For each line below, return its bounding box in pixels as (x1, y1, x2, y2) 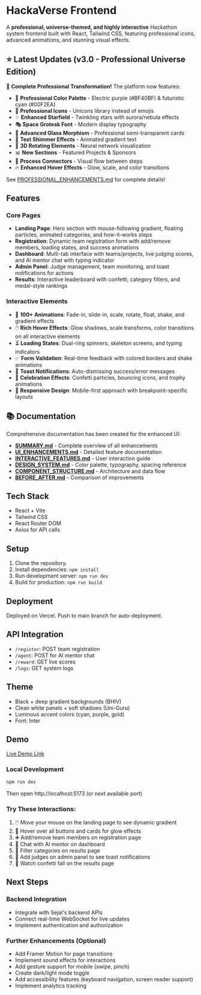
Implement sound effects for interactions (14, 956, 116, 964)
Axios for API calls (14, 526, 61, 533)
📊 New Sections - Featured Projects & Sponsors (14, 148, 136, 156)
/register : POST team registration (14, 645, 100, 652)
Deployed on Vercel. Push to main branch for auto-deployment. (6, 612, 163, 619)
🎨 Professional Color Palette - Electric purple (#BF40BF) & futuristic (14, 94, 185, 101)
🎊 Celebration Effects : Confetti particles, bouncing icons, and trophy (14, 374, 186, 381)
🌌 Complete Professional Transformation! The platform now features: (6, 82, 181, 90)
